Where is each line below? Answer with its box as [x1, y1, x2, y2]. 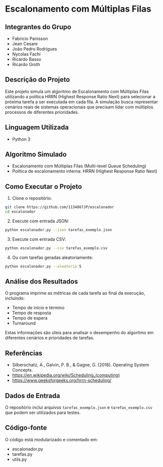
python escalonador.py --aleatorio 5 [5, 264, 82, 269]
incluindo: [5, 295, 25, 301]
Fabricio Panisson [12, 36, 48, 41]
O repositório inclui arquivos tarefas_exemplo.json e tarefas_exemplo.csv [5, 405, 152, 411]
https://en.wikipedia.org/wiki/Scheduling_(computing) [12, 372, 120, 378]
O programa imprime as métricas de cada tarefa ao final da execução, [5, 290, 145, 296]
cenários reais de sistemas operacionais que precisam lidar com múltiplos [5, 104, 153, 110]
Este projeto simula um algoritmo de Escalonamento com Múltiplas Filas [5, 89, 149, 94]
